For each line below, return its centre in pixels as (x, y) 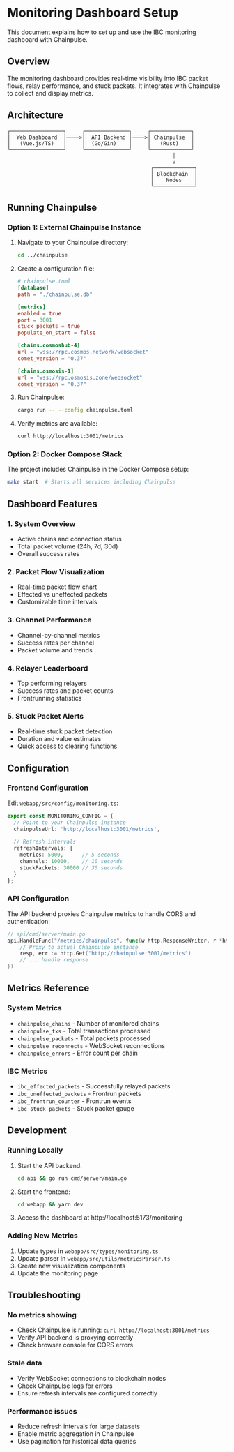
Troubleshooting (44, 1295)
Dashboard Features (52, 504)
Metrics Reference (48, 988)
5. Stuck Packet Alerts (46, 716)
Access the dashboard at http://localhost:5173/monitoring (100, 1218)
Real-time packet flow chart (57, 587)
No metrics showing (42, 1315)
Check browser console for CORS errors (75, 1345)
